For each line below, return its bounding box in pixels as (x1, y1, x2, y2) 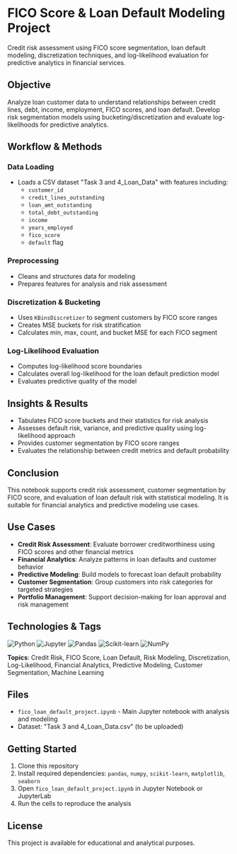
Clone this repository (17, 762, 79, 771)
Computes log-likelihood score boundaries (17, 362, 143, 371)
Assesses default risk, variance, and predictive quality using (17, 424, 193, 432)
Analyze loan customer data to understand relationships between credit (7, 98, 216, 106)
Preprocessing (7, 256, 59, 266)
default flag (28, 238, 64, 247)
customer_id (28, 187, 64, 194)
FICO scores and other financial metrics (17, 547, 134, 556)
